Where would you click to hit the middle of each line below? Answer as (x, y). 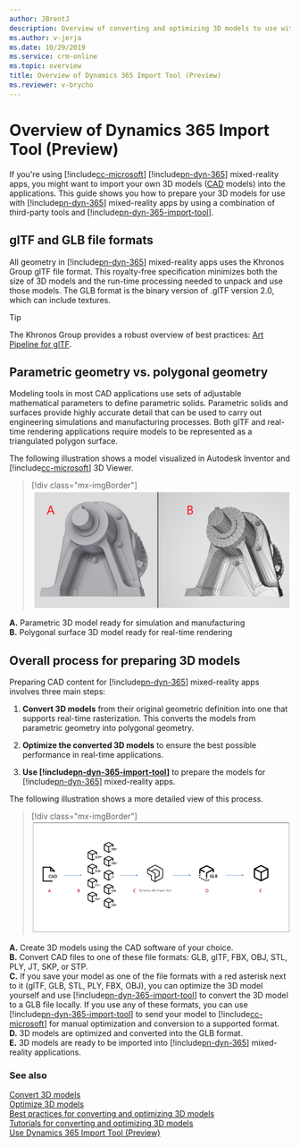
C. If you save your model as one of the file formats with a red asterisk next (148, 976)
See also (28, 1075)
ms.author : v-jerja (46, 38)
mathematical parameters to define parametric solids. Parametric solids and (149, 404)
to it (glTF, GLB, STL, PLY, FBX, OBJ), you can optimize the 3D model (136, 985)
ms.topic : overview (46, 66)
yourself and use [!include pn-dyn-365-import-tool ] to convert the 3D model (149, 995)
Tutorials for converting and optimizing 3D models (101, 1124)
